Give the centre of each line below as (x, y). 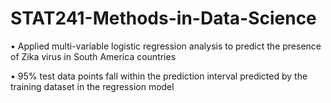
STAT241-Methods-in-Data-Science (163, 18)
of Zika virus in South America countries (93, 56)
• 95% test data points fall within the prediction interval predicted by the (159, 76)
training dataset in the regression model (92, 86)
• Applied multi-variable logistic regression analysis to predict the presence (166, 46)
